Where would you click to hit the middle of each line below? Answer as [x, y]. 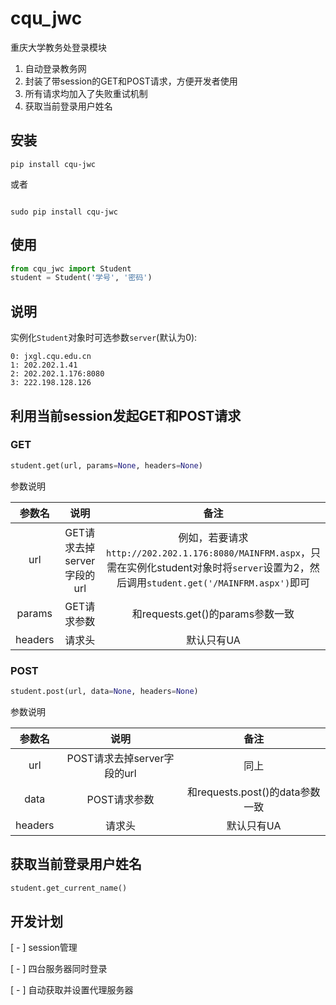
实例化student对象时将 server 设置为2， [218, 567]
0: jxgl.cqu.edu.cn [51, 357]
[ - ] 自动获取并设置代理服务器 [72, 990]
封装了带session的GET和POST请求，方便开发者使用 [131, 81]
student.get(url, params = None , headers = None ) [106, 465]
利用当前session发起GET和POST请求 [126, 415]
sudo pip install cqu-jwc [64, 212]
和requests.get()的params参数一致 [213, 614]
